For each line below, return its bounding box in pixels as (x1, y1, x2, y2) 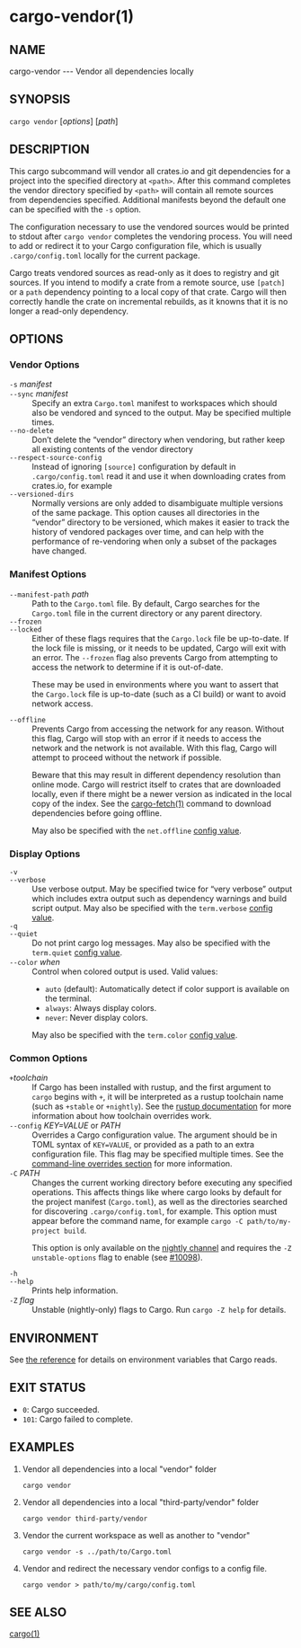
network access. (31, 698, 93, 709)
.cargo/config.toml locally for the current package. (9, 250, 200, 261)
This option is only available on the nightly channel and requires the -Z (31, 1243, 292, 1254)
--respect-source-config (9, 454, 102, 463)
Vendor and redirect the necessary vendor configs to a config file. (22, 1563, 268, 1573)
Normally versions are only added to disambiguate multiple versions (31, 498, 284, 509)
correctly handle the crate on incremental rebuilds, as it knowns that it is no (9, 296, 288, 306)
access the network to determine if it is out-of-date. (31, 661, 224, 672)
